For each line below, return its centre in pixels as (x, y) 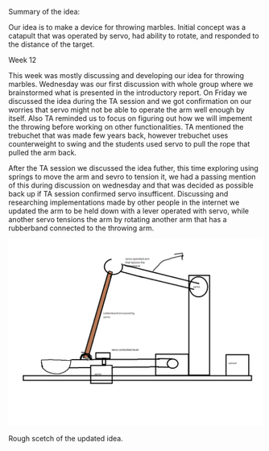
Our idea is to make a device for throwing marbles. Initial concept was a (127, 27)
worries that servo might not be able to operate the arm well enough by (126, 110)
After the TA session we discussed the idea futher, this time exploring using (134, 168)
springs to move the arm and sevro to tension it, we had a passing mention (132, 177)
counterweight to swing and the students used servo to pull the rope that (129, 144)
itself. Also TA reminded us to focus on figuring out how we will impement (130, 118)
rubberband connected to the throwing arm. (81, 228)
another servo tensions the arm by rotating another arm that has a (118, 219)
